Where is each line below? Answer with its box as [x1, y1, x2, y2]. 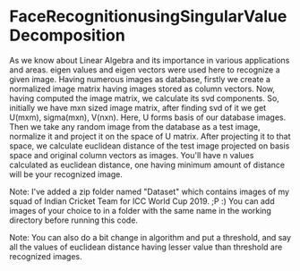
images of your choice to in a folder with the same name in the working [9, 205, 271, 216]
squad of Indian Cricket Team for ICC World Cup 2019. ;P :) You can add [9, 195, 275, 207]
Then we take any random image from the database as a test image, [9, 121, 261, 131]
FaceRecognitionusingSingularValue [9, 6, 287, 27]
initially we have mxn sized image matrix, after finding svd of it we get [9, 102, 267, 113]
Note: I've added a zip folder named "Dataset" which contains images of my [9, 186, 289, 197]
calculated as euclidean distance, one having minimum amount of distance [9, 159, 285, 170]
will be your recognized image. [9, 168, 124, 180]
